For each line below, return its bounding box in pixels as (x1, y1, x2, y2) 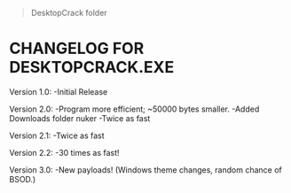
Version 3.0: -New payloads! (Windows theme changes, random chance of (9, 164, 282, 175)
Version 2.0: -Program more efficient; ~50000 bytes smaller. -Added (9, 104, 260, 114)
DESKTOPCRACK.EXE (9, 58, 175, 78)
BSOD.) (9, 174, 36, 184)
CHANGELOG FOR (9, 39, 145, 58)
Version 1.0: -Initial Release (9, 86, 108, 96)
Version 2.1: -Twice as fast (9, 130, 105, 141)
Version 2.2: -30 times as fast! (9, 147, 120, 158)
